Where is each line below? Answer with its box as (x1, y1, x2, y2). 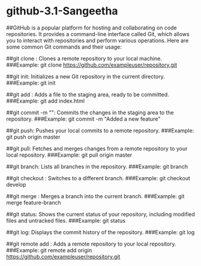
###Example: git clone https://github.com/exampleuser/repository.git (6, 61, 178, 68)
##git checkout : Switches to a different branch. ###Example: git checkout (6, 174, 190, 181)
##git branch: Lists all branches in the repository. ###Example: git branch (6, 163, 188, 170)
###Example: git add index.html (6, 97, 85, 104)
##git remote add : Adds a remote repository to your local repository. (6, 240, 176, 247)
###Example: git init (6, 79, 56, 86)
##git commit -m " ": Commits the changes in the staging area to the (6, 109, 174, 116)
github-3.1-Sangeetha (6, 4, 118, 18)
